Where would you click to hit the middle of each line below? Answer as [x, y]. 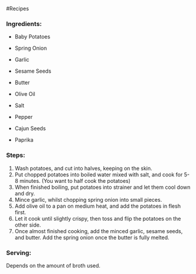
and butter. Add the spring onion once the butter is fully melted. [92, 237]
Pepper [24, 117]
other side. [28, 225]
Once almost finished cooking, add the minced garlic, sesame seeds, [99, 231]
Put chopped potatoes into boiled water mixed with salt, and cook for [99, 175]
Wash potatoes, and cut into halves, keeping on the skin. [83, 168]
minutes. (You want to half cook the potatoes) [75, 180]
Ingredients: [24, 24]
